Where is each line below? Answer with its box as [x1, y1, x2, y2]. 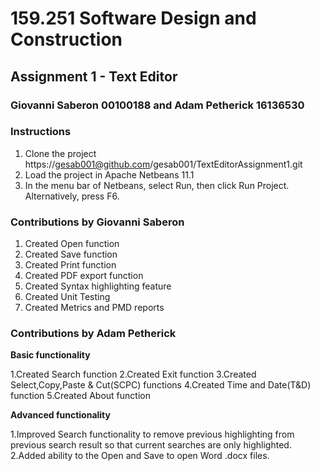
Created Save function [24, 248, 118, 261]
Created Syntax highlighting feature [24, 280, 172, 292]
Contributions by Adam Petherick [10, 327, 177, 341]
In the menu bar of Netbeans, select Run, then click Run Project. [24, 179, 290, 191]
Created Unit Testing [24, 291, 111, 303]
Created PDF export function [24, 270, 144, 282]
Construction [10, 28, 123, 51]
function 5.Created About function [10, 390, 151, 402]
